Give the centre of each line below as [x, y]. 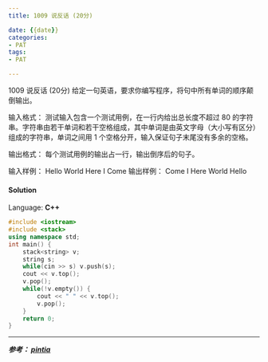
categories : [28, 37]
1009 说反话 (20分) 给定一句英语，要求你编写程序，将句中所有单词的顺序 [128, 90]
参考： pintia [30, 350]
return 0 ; [39, 319]
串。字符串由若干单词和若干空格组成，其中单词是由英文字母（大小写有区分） [134, 127]
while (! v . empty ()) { [57, 289]
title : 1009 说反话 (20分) [51, 16]
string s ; [39, 259]
